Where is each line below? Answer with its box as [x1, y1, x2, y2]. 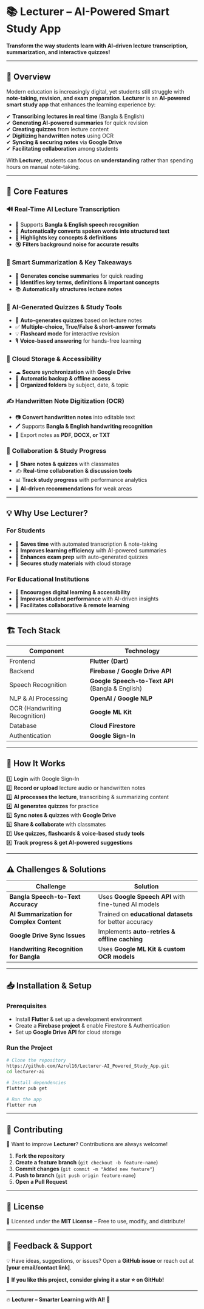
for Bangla [9, 952, 41, 961]
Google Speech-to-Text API [89, 676, 174, 685]
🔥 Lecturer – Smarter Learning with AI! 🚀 [6, 1296, 110, 1303]
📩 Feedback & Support [6, 1241, 92, 1251]
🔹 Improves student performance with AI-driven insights [15, 595, 159, 602]
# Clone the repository [6, 1057, 67, 1063]
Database [9, 721, 37, 730]
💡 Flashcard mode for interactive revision [15, 330, 120, 337]
